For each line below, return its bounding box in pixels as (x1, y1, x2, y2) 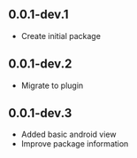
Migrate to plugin (20, 80, 84, 91)
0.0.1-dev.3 (8, 106, 72, 121)
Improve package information (20, 138, 129, 149)
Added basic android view (20, 129, 117, 140)
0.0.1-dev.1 (8, 7, 69, 22)
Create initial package (20, 30, 101, 41)
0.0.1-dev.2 (8, 57, 72, 72)
